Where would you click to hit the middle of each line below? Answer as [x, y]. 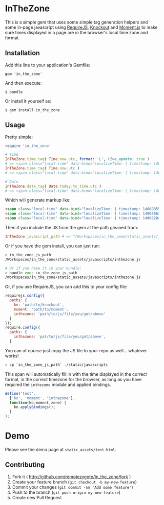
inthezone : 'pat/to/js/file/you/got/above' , [60, 337]
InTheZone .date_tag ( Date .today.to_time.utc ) [53, 186]
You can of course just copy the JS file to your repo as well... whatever [76, 350]
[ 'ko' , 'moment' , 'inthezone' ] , [42, 398]
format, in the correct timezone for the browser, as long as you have [73, 379]
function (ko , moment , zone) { [38, 403]
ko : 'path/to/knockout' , [39, 305]
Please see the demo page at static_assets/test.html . [61, 449]
